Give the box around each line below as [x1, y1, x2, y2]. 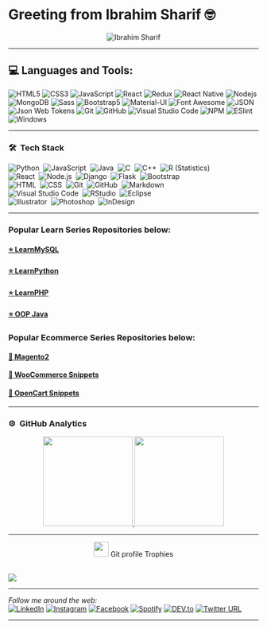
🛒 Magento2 [8, 351, 49, 361]
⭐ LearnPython [8, 266, 60, 276]
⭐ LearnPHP [8, 288, 49, 297]
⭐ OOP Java [8, 309, 48, 319]
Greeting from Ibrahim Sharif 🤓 [8, 6, 216, 24]
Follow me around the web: [8, 595, 98, 605]
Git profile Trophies [110, 549, 173, 558]
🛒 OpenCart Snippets [8, 388, 79, 398]
